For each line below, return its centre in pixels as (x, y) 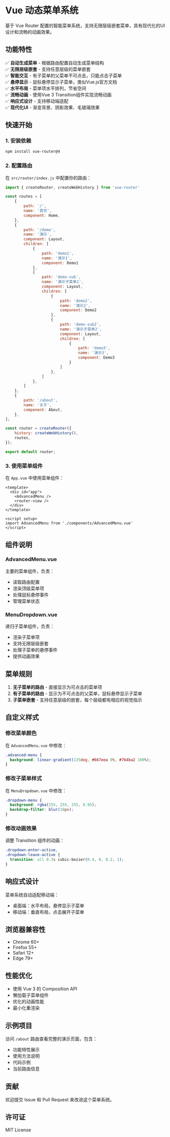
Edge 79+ (23, 958)
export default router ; (31, 452)
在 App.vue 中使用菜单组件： (35, 478)
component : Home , (42, 215)
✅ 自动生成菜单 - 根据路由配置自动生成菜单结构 (55, 63)
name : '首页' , (38, 211)
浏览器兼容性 (25, 930)
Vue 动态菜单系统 (42, 10)
